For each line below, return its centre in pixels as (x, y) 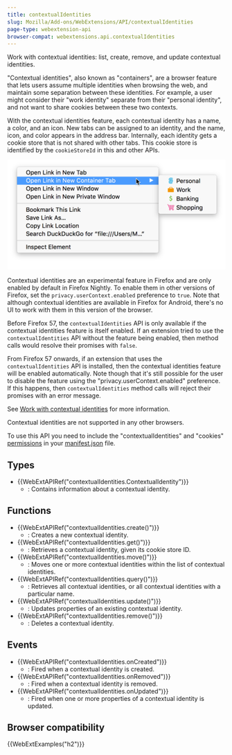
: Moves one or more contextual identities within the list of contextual (126, 564)
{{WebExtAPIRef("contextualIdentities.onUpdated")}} (93, 691)
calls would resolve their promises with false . (72, 346)
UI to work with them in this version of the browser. (80, 310)
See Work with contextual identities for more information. (89, 409)
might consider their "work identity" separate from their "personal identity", (115, 100)
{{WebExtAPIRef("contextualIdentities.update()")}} (89, 601)
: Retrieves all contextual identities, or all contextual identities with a (124, 586)
